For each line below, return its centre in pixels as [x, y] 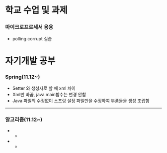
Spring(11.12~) [23, 77]
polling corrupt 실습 [32, 39]
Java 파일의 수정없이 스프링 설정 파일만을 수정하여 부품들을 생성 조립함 [81, 101]
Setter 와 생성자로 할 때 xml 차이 [44, 88]
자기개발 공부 [30, 61]
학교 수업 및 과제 [37, 10]
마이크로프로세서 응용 [29, 27]
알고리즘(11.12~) [24, 119]
